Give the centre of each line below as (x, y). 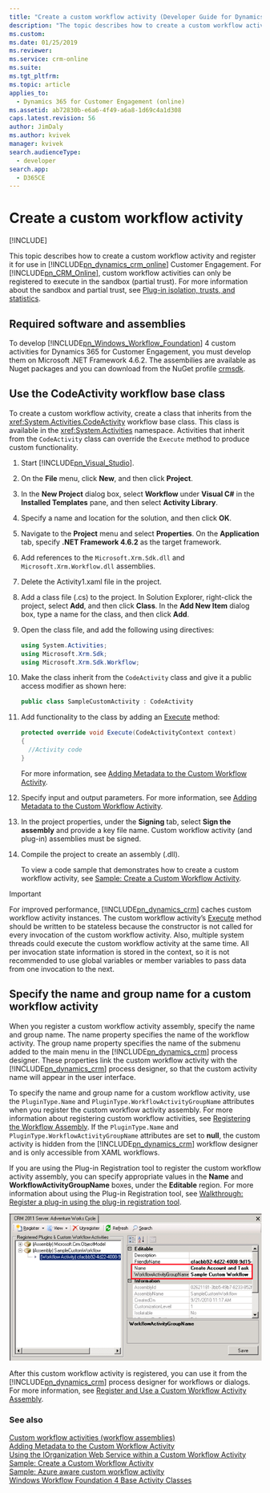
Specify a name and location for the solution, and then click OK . (126, 518)
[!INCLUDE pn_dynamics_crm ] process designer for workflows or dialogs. (130, 1382)
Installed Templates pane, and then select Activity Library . (119, 502)
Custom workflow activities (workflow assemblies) (92, 1437)
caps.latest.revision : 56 (52, 119)
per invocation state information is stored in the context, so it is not (119, 952)
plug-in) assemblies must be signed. (81, 839)
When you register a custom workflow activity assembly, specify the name (132, 1026)
